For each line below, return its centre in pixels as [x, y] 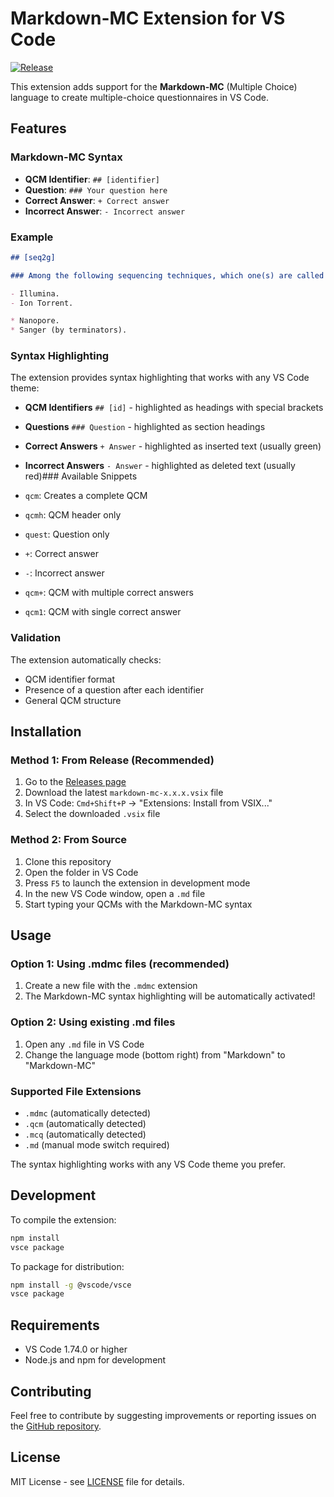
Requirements [55, 1325]
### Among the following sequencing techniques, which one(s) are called [167, 275]
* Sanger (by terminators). [69, 330]
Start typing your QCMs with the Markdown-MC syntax [138, 904]
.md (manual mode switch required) [97, 1145]
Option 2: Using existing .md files [93, 1022]
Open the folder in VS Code [81, 872]
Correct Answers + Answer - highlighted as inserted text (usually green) [173, 446]
